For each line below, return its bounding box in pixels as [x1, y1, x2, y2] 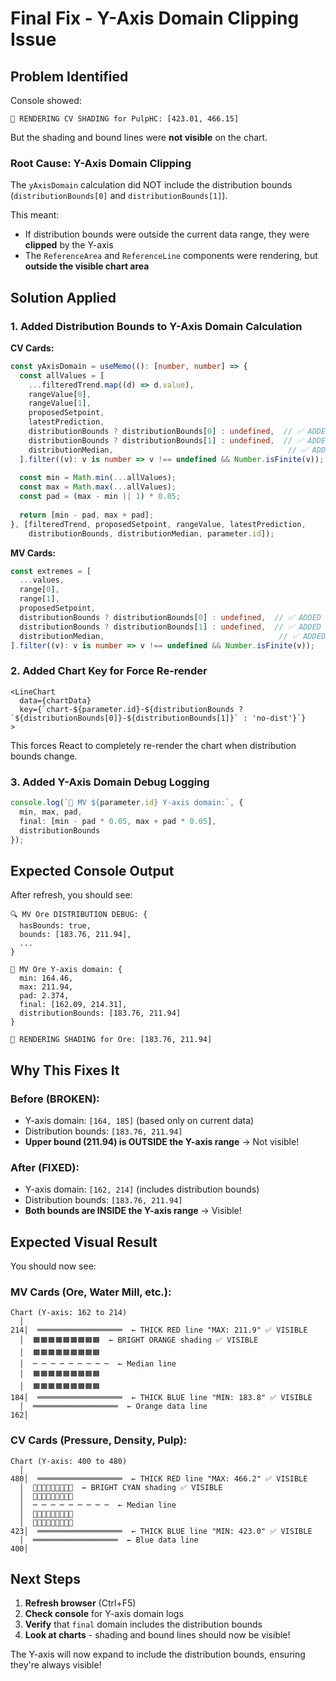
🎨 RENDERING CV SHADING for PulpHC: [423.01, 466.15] [10, 114, 240, 124]
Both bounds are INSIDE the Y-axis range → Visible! [24, 1205, 242, 1217]
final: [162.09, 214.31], [19, 1000, 128, 1010]
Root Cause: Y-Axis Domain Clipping [10, 156, 192, 170]
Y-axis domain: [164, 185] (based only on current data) [24, 1114, 255, 1126]
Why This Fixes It [10, 1062, 120, 1079]
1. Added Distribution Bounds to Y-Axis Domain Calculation [10, 319, 303, 333]
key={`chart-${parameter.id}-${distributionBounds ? [19, 704, 244, 714]
